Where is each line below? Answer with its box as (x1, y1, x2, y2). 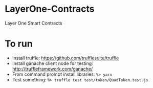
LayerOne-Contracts (5, 3, 95, 15)
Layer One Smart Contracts (5, 20, 62, 26)
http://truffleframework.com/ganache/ (12, 65, 93, 72)
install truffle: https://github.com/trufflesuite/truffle (12, 55, 119, 61)
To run (5, 38, 33, 50)
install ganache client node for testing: (12, 60, 93, 67)
